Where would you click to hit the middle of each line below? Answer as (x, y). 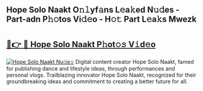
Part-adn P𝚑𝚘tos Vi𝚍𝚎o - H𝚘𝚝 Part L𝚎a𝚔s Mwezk (101, 20)
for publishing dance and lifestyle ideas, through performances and (91, 68)
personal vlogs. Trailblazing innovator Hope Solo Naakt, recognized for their (101, 75)
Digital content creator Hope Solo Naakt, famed (135, 62)
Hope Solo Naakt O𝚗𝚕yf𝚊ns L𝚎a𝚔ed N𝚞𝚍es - (93, 10)
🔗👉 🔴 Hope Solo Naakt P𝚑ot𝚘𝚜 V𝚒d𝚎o (81, 44)
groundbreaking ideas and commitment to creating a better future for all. (97, 81)
